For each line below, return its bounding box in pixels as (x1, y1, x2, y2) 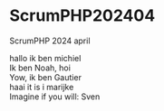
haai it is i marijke (9, 81, 74, 92)
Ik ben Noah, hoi (9, 62, 71, 73)
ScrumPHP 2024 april (9, 35, 91, 46)
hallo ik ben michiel (9, 52, 82, 63)
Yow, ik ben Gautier (9, 71, 82, 82)
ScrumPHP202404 (9, 5, 156, 26)
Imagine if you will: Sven (9, 91, 101, 102)
